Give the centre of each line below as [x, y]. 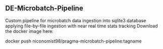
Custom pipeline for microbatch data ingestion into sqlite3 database [76, 20]
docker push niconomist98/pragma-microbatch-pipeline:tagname [74, 41]
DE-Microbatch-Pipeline [44, 8]
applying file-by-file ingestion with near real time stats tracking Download [82, 26]
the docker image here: [30, 31]
